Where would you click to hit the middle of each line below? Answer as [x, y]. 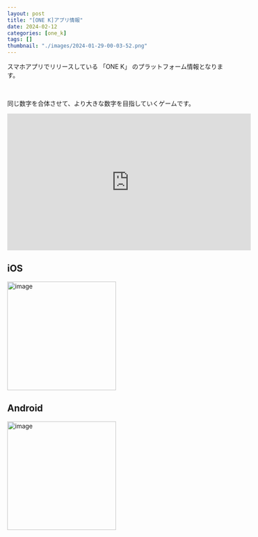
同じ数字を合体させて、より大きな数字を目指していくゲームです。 [101, 104]
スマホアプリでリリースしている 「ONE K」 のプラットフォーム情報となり [112, 66]
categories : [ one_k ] [37, 33]
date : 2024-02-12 [32, 26]
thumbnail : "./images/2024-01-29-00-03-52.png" [78, 46]
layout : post [26, 14]
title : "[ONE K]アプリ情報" [45, 20]
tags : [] [20, 40]
